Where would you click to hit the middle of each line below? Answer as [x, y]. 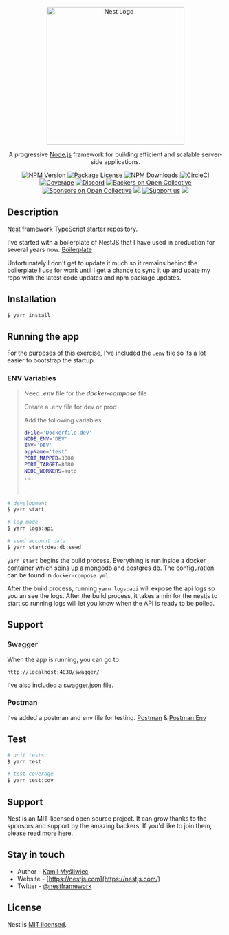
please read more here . [40, 833]
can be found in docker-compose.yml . [59, 575]
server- [212, 154]
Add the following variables [63, 420]
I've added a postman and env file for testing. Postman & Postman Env [107, 717]
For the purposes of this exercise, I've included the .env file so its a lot [107, 353]
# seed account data [37, 541]
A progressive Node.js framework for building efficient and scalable [105, 154]
